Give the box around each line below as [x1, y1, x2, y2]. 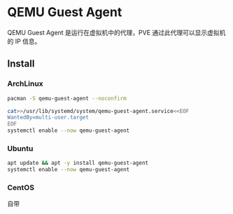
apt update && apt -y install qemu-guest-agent [7, 159, 149, 167]
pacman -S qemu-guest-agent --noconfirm [7, 95, 127, 102]
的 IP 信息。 [7, 36, 41, 46]
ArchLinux [7, 79, 43, 88]
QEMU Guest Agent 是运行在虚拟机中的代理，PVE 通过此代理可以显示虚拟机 [7, 28, 226, 36]
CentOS [7, 182, 35, 192]
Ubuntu [7, 143, 34, 153]
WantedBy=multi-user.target [7, 114, 90, 121]
